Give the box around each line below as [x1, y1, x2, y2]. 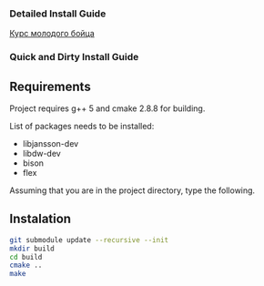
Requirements [9, 78, 91, 94]
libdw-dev [22, 148, 61, 159]
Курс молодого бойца [9, 28, 96, 39]
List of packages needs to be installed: [9, 121, 155, 132]
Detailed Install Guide [9, 7, 107, 20]
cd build [9, 252, 43, 261]
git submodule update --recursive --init [9, 235, 169, 244]
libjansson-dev [22, 138, 79, 149]
